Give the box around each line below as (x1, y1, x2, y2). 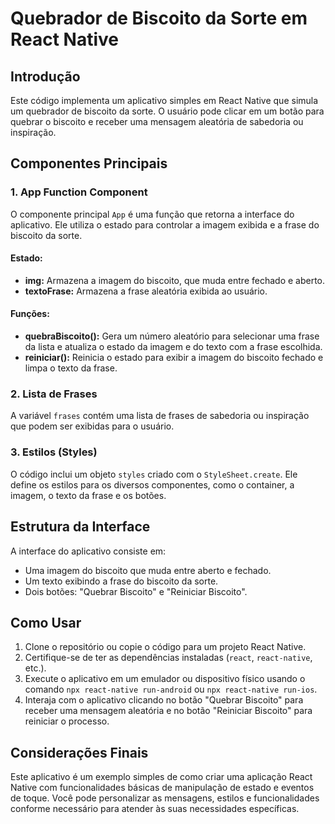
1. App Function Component (10, 185, 148, 199)
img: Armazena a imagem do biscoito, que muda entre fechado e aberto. (24, 274, 326, 286)
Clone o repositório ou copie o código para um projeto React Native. (24, 641, 307, 653)
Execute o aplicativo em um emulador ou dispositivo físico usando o (24, 673, 306, 685)
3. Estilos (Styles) (10, 445, 98, 459)
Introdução (10, 68, 81, 85)
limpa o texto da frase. (24, 362, 118, 374)
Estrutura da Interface (10, 518, 151, 536)
